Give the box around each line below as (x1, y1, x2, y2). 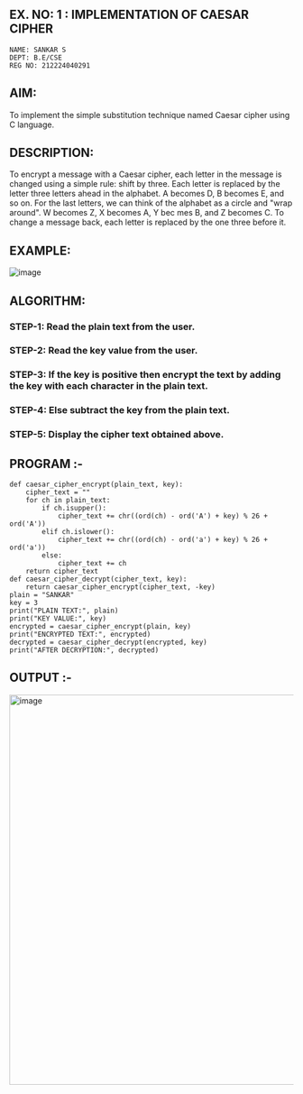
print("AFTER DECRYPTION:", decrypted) (9, 646, 160, 655)
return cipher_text (25, 567, 99, 576)
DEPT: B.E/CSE (9, 53, 63, 62)
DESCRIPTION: (9, 145, 95, 161)
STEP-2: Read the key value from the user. (9, 345, 198, 357)
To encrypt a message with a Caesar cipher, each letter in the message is (9, 169, 282, 179)
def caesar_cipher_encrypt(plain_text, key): (9, 480, 183, 490)
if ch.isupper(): (41, 504, 106, 513)
